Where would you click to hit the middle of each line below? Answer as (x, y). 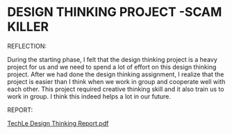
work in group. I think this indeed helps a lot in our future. (89, 96)
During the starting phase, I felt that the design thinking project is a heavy (112, 59)
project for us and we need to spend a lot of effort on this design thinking (112, 67)
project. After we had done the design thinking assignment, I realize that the (116, 74)
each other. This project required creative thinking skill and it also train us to (116, 89)
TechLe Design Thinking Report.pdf (58, 123)
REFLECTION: (27, 46)
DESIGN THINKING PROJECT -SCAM (115, 12)
